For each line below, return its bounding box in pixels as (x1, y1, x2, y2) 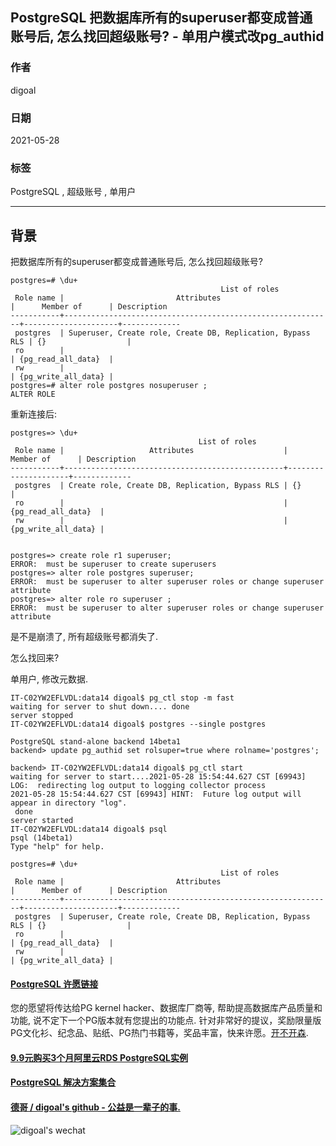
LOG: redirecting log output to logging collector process (10, 781, 267, 791)
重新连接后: (10, 408, 58, 420)
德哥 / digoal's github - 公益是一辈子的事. (10, 1101, 181, 1113)
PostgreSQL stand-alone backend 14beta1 (10, 737, 182, 747)
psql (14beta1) (10, 833, 74, 843)
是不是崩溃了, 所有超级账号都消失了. (10, 631, 159, 643)
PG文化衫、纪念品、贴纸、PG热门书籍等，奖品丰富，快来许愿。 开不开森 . (10, 1027, 309, 1039)
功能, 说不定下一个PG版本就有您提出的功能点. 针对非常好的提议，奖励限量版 (10, 1014, 322, 1027)
